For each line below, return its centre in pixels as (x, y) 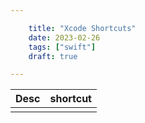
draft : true (53, 56)
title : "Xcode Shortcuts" (82, 28)
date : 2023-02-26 (64, 37)
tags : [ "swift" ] (62, 47)
